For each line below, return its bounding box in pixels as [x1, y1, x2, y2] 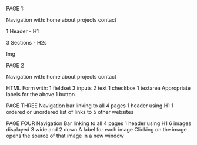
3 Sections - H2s [6, 39, 47, 46]
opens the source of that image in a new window [6, 132, 125, 139]
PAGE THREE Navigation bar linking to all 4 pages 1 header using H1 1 [6, 102, 173, 109]
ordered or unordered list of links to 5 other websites [6, 109, 134, 115]
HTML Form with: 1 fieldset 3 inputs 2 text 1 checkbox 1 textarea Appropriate [6, 85, 191, 92]
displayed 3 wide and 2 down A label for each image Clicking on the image [6, 126, 187, 133]
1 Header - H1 [6, 28, 39, 35]
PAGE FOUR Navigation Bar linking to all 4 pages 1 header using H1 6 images [6, 120, 192, 127]
